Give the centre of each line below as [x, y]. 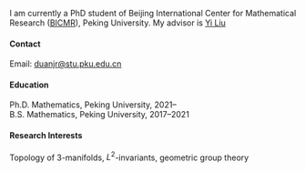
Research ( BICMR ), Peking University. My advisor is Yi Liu [117, 23]
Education [29, 85]
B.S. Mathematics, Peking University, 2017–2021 [99, 115]
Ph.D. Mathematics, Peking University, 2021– [93, 105]
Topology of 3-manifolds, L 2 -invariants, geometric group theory [129, 157]
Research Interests [46, 135]
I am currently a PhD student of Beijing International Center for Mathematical [153, 13]
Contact [25, 44]
